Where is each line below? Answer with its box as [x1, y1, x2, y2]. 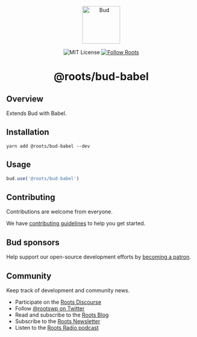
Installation [6, 127, 49, 137]
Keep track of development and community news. [6, 286, 130, 294]
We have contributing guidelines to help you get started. [6, 220, 146, 227]
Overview [6, 93, 44, 104]
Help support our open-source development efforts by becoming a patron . [6, 253, 191, 260]
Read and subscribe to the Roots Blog [14, 311, 109, 318]
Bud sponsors [6, 237, 60, 247]
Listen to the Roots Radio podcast [14, 324, 99, 331]
